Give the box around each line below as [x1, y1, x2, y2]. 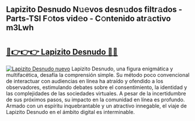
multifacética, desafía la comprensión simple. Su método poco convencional [6, 72, 190, 78]
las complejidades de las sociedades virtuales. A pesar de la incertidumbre [6, 90, 186, 97]
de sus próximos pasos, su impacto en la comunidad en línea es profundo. [6, 96, 185, 103]
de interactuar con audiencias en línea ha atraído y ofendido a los [6, 78, 163, 84]
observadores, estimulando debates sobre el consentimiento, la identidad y [6, 84, 187, 91]
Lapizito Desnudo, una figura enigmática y [71, 65, 173, 72]
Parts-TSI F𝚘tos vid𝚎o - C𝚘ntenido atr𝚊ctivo [6, 14, 171, 24]
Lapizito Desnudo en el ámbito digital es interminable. [6, 109, 135, 115]
